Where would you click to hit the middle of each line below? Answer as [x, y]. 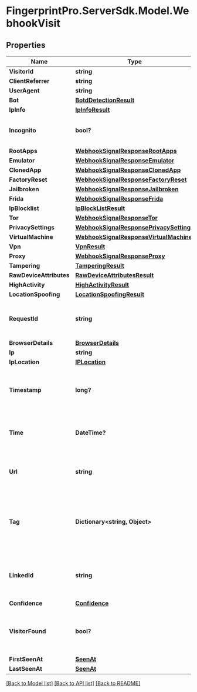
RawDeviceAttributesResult [115, 275]
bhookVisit [33, 23]
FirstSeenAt [26, 659]
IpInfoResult [93, 110]
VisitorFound [28, 631]
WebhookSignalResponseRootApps [126, 151]
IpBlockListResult [100, 208]
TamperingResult [100, 266]
